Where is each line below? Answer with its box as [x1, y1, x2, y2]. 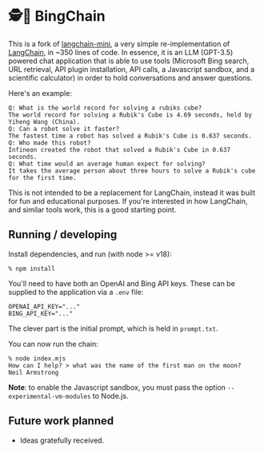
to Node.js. [92, 391, 129, 400]
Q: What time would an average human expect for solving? [8, 160, 206, 168]
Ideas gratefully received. [19, 435, 105, 445]
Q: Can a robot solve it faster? [8, 125, 120, 133]
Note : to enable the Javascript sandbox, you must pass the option [8, 382, 226, 392]
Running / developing [8, 228, 118, 241]
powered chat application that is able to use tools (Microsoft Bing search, [8, 56, 250, 66]
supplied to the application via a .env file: [8, 287, 144, 296]
